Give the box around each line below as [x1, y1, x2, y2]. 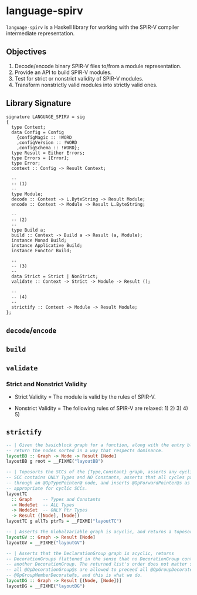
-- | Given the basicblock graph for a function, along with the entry [6, 442, 185, 448]
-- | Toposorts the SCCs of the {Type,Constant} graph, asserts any [6, 469, 177, 475]
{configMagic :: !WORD [16, 134, 72, 141]
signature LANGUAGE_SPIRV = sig [6, 113, 85, 120]
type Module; [11, 191, 43, 197]
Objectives [6, 47, 47, 57]
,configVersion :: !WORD [16, 139, 77, 145]
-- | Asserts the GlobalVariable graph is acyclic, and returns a [6, 529, 172, 535]
